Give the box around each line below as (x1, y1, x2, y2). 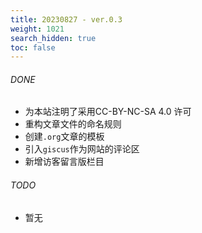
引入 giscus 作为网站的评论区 (24, 143, 140, 155)
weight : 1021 (10, 24, 65, 34)
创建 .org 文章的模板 (24, 131, 105, 143)
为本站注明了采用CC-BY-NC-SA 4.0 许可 (24, 106, 192, 118)
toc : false (10, 42, 56, 53)
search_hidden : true (10, 33, 97, 43)
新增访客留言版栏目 (24, 156, 105, 168)
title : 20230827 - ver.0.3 (10, 14, 123, 25)
